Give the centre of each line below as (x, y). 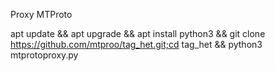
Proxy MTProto (41, 14)
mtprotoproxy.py (44, 55)
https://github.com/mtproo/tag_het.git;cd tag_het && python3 (136, 44)
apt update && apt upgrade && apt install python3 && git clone (138, 33)
